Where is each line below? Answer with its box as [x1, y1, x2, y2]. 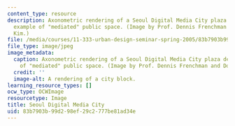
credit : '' [13, 69, 45, 76]
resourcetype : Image [7, 95, 68, 102]
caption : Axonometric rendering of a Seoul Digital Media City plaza [13, 56, 220, 63]
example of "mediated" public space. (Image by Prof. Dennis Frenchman [13, 23, 227, 30]
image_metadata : [7, 50, 55, 57]
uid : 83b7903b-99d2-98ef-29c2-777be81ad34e [7, 108, 136, 115]
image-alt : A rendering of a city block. [13, 75, 136, 83]
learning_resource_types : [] [7, 82, 92, 89]
